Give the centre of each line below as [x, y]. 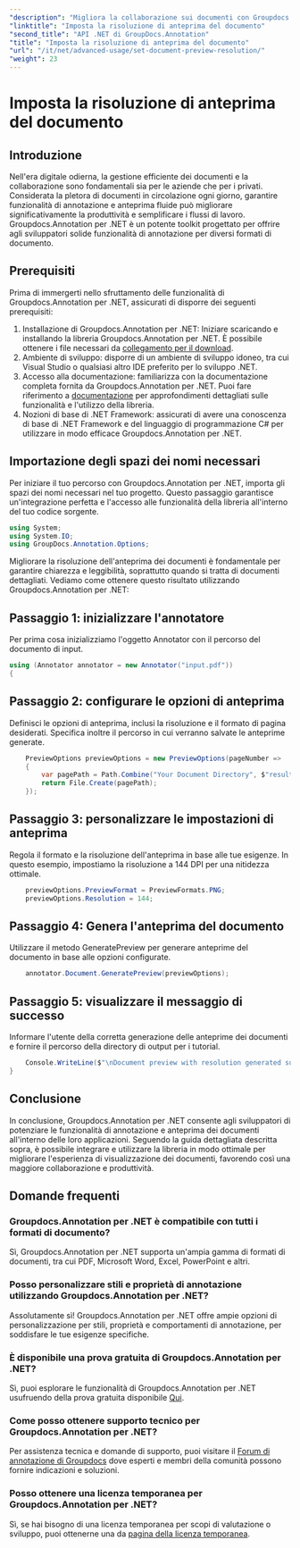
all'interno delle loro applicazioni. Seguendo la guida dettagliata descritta [143, 1139]
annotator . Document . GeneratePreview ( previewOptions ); [127, 974]
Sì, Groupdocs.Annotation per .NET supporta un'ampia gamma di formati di [147, 1252]
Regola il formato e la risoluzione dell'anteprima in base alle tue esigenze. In [149, 855]
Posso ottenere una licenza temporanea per [106, 1494]
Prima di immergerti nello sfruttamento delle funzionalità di [117, 292]
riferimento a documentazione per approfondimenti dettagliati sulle [145, 395]
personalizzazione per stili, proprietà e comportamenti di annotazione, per [146, 1325]
